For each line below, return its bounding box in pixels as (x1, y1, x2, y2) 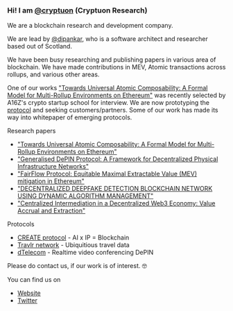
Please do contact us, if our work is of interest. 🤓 (7, 262, 147, 270)
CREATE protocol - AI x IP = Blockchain (17, 233, 130, 242)
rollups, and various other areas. (7, 70, 100, 78)
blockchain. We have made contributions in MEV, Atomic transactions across (7, 63, 226, 72)
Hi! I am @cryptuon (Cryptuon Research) (7, 6, 148, 15)
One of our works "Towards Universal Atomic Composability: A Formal (7, 84, 208, 92)
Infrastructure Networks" (17, 162, 89, 171)
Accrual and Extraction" (17, 207, 86, 215)
